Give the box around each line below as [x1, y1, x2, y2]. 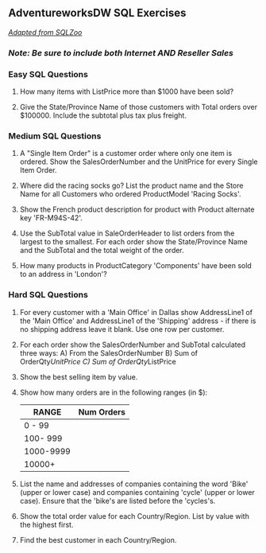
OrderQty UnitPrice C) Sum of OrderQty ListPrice [19, 356, 176, 366]
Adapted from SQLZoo [8, 27, 83, 37]
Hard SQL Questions [8, 290, 89, 301]
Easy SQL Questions [8, 68, 89, 80]
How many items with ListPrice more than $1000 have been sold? [19, 87, 234, 96]
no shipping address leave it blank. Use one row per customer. [19, 324, 225, 333]
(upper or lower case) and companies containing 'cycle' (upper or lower [19, 487, 256, 497]
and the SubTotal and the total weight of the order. [19, 246, 184, 255]
